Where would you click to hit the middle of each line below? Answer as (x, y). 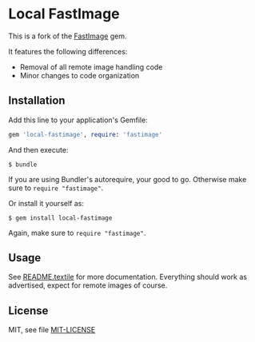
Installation (37, 101)
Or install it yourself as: (46, 203)
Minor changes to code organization (80, 75)
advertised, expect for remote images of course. (88, 285)
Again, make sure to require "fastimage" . (77, 233)
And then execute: (38, 149)
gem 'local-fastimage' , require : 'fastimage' (85, 134)
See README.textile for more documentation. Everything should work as (128, 277)
